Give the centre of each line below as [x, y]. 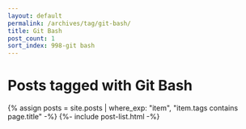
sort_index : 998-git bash [51, 46]
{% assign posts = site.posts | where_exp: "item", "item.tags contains [123, 108]
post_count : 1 [32, 38]
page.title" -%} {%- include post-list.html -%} [84, 117]
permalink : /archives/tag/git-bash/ [69, 23]
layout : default [35, 16]
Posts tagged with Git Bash [100, 86]
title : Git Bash [35, 31]
